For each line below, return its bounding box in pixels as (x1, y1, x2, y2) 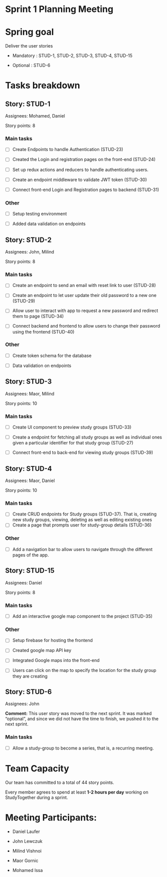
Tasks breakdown (5, 80, 80, 91)
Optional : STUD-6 (12, 62, 51, 68)
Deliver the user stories (5, 43, 53, 49)
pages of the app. (12, 551, 49, 558)
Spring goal (5, 26, 54, 38)
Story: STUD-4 (5, 464, 52, 473)
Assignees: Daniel (5, 579, 42, 585)
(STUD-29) (12, 298, 35, 304)
